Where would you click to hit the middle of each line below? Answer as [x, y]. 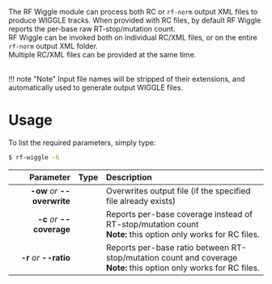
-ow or [44, 191]
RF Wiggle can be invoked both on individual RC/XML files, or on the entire [133, 37]
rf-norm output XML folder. [53, 46]
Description [129, 177]
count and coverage [199, 257]
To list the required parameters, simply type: [82, 142]
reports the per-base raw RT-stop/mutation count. [92, 29]
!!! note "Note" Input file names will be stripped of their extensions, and [127, 79]
